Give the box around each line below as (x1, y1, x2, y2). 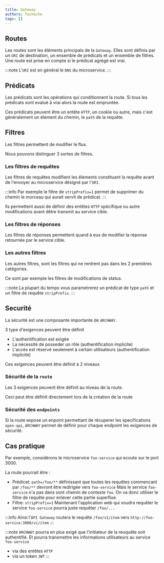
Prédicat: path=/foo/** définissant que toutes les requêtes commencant (12, 479, 157, 485)
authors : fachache (5, 12, 42, 17)
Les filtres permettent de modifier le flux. (5, 141, 87, 147)
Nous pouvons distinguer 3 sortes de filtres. (5, 151, 94, 157)
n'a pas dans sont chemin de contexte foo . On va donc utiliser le (28, 489, 159, 495)
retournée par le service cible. (5, 237, 66, 243)
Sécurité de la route (5, 373, 53, 380)
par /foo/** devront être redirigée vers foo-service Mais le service (12, 484, 147, 490)
